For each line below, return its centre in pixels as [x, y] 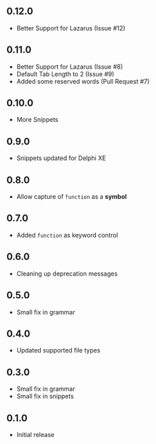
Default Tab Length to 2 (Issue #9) [65, 74]
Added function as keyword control [67, 235]
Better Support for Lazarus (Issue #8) [70, 66]
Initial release [35, 434]
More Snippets [37, 120]
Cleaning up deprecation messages [67, 274]
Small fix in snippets [45, 396]
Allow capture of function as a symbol [71, 197]
